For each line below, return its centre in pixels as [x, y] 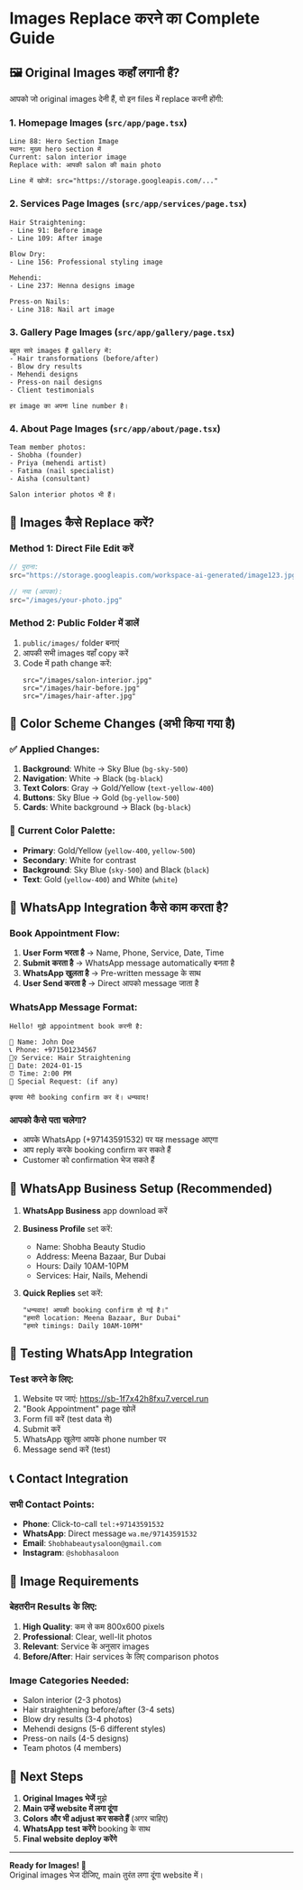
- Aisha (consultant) [50, 479]
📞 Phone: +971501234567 [53, 1050]
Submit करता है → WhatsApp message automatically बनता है [129, 963]
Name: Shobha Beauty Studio [91, 1246]
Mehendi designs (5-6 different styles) [94, 1729]
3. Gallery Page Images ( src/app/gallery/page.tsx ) [122, 331]
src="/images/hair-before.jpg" [81, 688]
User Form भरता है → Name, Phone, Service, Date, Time [123, 953]
